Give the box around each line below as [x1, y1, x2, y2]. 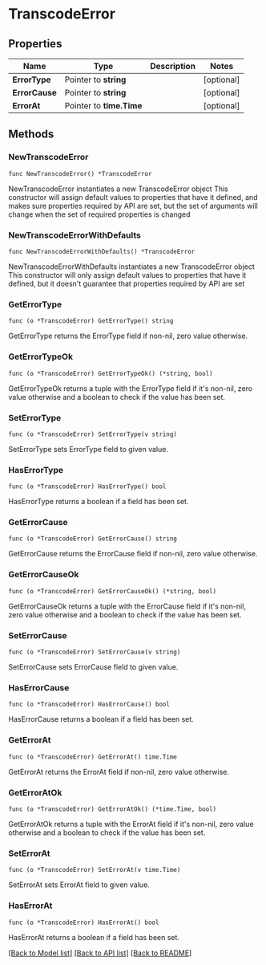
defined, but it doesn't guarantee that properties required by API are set [8, 279, 245, 288]
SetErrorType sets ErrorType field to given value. [8, 444, 168, 454]
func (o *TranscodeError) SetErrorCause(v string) [8, 648, 181, 657]
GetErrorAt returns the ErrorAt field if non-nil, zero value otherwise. [8, 767, 230, 776]
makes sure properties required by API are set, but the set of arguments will [8, 201, 258, 210]
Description [149, 61, 196, 71]
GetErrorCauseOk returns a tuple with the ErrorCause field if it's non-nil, [8, 601, 247, 611]
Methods [8, 128, 54, 141]
